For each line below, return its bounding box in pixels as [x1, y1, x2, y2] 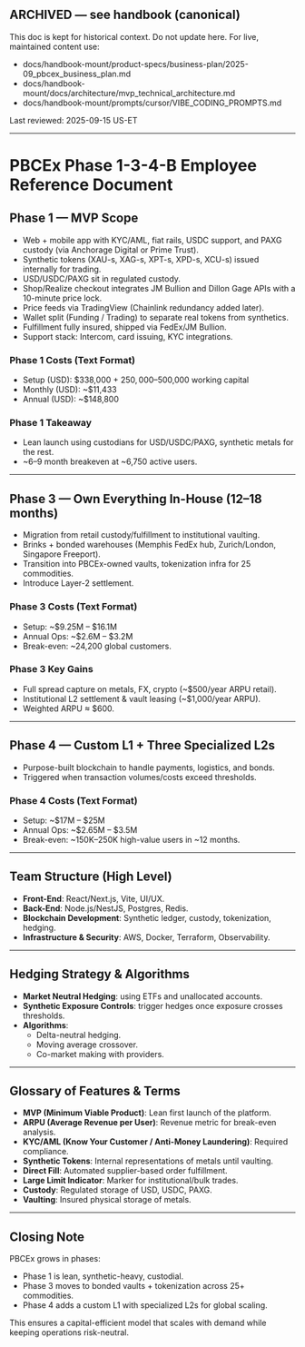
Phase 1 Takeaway [9, 417, 93, 430]
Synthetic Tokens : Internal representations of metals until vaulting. [22, 1155, 274, 1166]
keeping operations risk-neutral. [9, 1327, 130, 1338]
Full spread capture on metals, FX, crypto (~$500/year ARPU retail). [22, 683, 277, 694]
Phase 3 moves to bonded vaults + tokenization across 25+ [22, 1281, 245, 1292]
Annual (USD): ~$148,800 [22, 394, 120, 405]
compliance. [22, 1146, 70, 1157]
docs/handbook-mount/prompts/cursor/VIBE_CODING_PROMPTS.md [22, 97, 282, 108]
